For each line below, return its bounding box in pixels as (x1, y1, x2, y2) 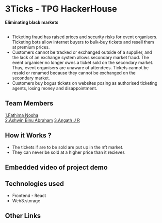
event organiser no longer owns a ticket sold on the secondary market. (12, 59, 154, 65)
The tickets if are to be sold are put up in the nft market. (12, 144, 124, 150)
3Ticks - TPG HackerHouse (5, 3, 117, 15)
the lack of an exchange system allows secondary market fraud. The (12, 54, 149, 60)
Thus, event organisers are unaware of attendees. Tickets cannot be (12, 64, 149, 71)
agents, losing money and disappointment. (12, 85, 97, 91)
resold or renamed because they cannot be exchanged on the (12, 70, 136, 75)
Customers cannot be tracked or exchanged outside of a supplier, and (12, 49, 152, 55)
